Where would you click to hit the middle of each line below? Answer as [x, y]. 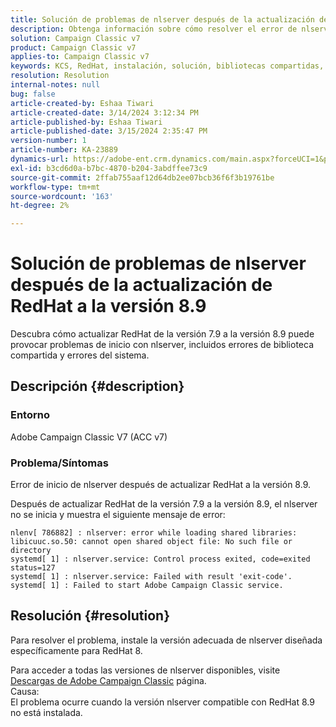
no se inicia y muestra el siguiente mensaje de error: [118, 515]
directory [31, 551]
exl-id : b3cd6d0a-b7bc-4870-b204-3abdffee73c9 [109, 168]
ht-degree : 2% [40, 206]
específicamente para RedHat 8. [76, 650]
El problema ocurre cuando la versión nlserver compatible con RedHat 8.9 [162, 702]
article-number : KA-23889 [64, 150]
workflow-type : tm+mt [55, 187]
